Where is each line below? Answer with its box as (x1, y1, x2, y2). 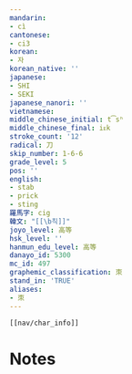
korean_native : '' (9, 65, 79, 74)
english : (9, 174, 43, 183)
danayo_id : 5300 (9, 251, 71, 260)
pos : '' (9, 166, 39, 175)
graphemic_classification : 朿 (9, 268, 123, 277)
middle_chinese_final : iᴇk (9, 124, 111, 133)
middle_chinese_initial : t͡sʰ (9, 115, 125, 124)
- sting (9, 200, 39, 210)
